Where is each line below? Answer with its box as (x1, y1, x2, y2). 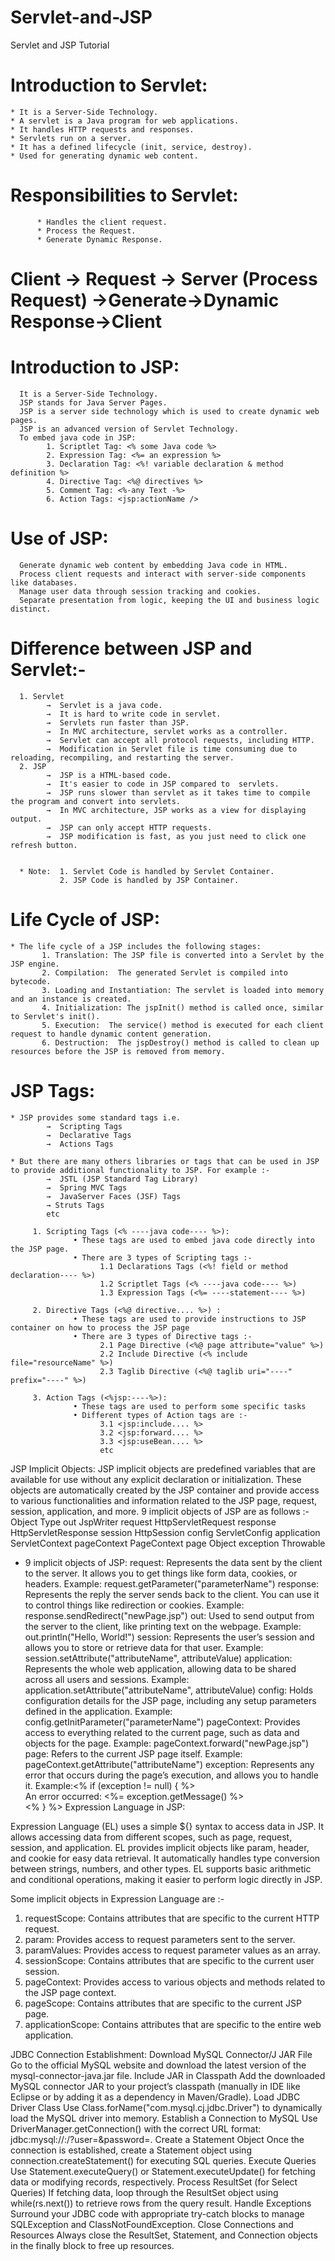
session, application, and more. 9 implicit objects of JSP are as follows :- (10, 1505, 310, 1517)
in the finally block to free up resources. (10, 2239, 175, 2251)
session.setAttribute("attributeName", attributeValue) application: (24, 1652, 293, 1664)
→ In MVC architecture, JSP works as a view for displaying (46, 805, 307, 815)
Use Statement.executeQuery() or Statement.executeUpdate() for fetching (10, 2165, 316, 2177)
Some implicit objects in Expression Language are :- (10, 1892, 225, 1905)
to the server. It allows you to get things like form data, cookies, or (24, 1567, 298, 1579)
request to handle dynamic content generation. (10, 1029, 213, 1039)
